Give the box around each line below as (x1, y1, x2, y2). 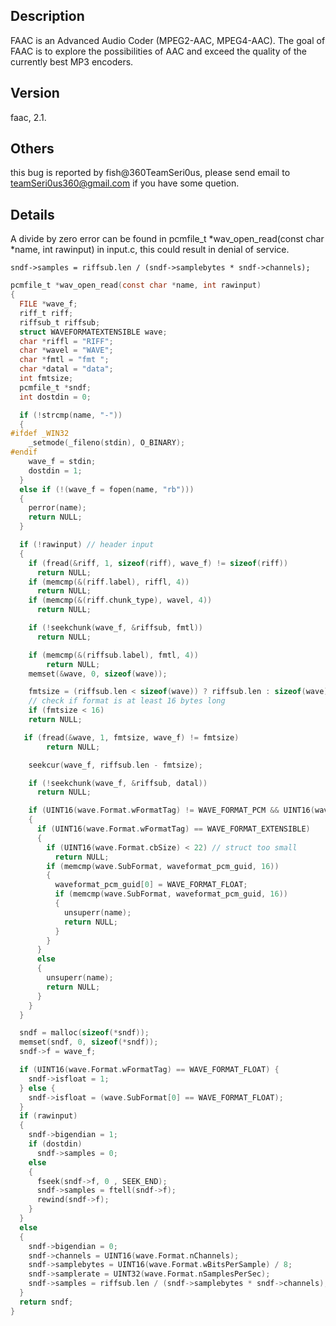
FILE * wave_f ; (19, 299, 78, 309)
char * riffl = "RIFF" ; (19, 336, 114, 346)
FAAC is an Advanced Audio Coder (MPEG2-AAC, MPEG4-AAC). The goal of (10, 34, 326, 46)
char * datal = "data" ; (19, 364, 114, 374)
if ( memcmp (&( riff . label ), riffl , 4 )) (28, 577, 190, 587)
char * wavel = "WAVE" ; (19, 345, 114, 356)
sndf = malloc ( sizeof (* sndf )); (19, 1028, 150, 1038)
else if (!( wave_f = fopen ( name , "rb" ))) (19, 484, 195, 494)
